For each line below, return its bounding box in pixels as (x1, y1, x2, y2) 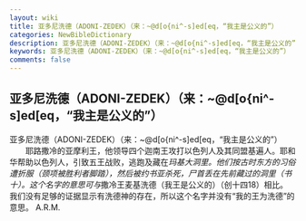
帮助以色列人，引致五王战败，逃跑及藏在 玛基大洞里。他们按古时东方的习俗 (16, 156, 296, 168)
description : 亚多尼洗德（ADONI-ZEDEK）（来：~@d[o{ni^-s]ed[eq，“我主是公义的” (9, 38, 297, 48)
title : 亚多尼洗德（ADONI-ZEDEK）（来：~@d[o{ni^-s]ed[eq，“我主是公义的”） (9, 22, 279, 31)
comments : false (9, 55, 71, 64)
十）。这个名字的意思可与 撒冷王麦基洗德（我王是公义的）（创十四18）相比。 (9, 178, 289, 190)
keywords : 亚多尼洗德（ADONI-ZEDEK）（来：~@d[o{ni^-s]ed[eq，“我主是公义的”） (9, 47, 291, 56)
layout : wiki (9, 13, 59, 23)
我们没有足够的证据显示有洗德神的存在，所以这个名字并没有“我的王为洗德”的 (9, 190, 295, 201)
